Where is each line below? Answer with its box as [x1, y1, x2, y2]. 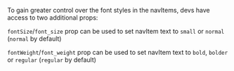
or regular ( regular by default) [7, 56, 97, 64]
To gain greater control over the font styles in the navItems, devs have [7, 6, 210, 14]
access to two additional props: [7, 13, 98, 22]
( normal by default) [7, 34, 62, 43]
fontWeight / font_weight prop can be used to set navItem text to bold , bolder [7, 49, 228, 56]
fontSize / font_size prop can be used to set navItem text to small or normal [7, 27, 225, 35]
